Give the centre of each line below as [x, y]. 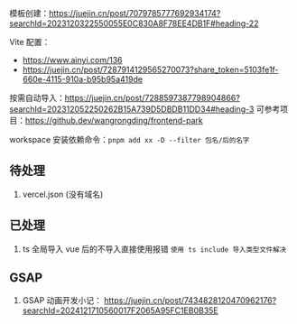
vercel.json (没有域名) [63, 194]
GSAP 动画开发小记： [62, 301]
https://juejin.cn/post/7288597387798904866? [153, 98]
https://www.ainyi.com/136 [73, 60]
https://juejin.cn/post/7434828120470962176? [190, 301]
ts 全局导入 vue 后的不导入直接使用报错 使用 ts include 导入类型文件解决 [154, 249]
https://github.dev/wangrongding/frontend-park [114, 120]
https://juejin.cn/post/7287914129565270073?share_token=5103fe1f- [150, 69]
